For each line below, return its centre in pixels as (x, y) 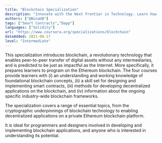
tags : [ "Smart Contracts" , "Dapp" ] (40, 23)
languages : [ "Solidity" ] (30, 28)
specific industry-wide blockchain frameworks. (52, 96)
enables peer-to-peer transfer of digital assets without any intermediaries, (79, 60)
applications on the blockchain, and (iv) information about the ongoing (75, 91)
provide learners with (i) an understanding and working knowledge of (74, 75)
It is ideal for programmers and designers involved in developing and (74, 125)
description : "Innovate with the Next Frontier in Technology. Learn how (81, 14)
